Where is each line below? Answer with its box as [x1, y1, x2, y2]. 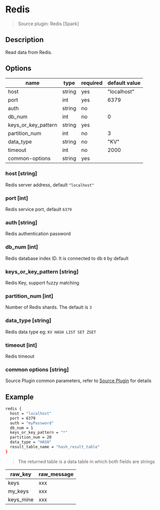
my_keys [8, 487, 29, 495]
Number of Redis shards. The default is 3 [5, 304, 92, 310]
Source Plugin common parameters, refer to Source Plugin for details [5, 377, 152, 384]
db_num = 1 [10, 425, 33, 430]
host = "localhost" [10, 411, 52, 416]
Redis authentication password [5, 231, 71, 237]
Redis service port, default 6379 [5, 206, 72, 213]
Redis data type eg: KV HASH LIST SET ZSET [5, 329, 96, 335]
